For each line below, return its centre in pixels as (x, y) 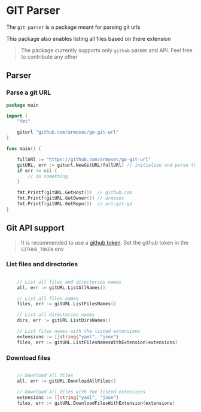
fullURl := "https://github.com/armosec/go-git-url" (84, 160)
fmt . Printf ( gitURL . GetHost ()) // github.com (75, 193)
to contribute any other (49, 56)
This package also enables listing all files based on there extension (89, 38)
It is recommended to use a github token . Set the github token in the (104, 242)
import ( (17, 116)
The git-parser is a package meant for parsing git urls (73, 27)
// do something (48, 176)
